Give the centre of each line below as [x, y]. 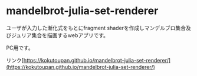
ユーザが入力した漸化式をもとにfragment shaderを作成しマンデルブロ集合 [96, 28]
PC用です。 [20, 48]
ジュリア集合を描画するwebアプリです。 [60, 35]
